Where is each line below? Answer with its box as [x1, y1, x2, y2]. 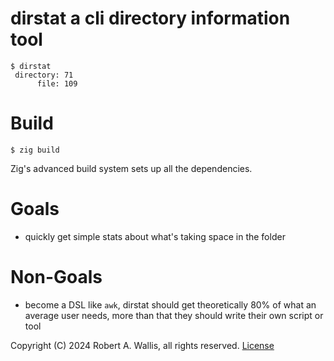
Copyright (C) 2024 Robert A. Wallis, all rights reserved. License [10, 339, 275, 351]
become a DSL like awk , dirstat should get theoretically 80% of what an [24, 298, 317, 311]
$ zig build [10, 145, 60, 155]
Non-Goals [10, 266, 103, 288]
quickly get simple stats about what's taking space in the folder [24, 230, 286, 242]
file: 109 [36, 78, 78, 89]
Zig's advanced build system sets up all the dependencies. [10, 162, 253, 174]
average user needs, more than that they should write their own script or [24, 309, 324, 321]
